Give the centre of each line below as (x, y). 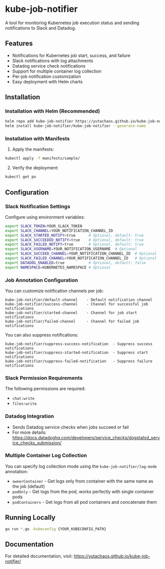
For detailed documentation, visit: (39, 556)
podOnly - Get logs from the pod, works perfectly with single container (83, 492)
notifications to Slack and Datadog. (41, 28)
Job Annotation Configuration (41, 280)
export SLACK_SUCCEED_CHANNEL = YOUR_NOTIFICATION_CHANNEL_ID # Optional (81, 254)
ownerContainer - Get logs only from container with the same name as (83, 481)
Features (19, 44)
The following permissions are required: (45, 389)
